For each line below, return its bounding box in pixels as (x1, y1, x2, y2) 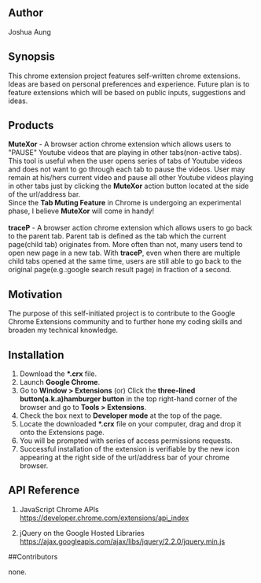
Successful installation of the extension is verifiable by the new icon (19, 445, 240, 454)
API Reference (8, 484, 80, 497)
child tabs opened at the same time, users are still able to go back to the (8, 256, 242, 266)
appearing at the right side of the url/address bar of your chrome (19, 452, 230, 463)
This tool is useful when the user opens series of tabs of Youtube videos (8, 157, 243, 166)
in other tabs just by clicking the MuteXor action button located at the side (8, 181, 249, 191)
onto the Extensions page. (19, 428, 105, 437)
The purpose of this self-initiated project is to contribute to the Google (8, 308, 236, 318)
